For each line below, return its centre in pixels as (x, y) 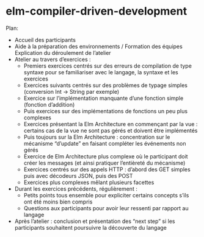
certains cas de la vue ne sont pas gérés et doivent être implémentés (111, 130)
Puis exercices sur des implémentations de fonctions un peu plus (105, 111)
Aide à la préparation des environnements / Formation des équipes (98, 46)
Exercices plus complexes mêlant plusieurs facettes (89, 182)
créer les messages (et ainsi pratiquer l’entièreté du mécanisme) (104, 163)
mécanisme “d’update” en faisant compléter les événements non (105, 143)
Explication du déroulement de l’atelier (63, 52)
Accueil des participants (45, 40)
